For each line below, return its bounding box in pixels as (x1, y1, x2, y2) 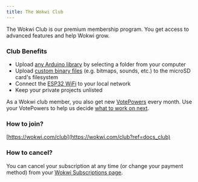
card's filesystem (15, 73, 59, 80)
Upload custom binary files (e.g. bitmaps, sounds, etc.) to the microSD (15, 67, 191, 74)
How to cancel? (6, 149, 53, 157)
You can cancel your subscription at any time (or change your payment (6, 162, 183, 169)
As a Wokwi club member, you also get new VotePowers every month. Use (6, 98, 193, 105)
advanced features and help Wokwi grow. (6, 31, 110, 39)
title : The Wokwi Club (6, 8, 64, 15)
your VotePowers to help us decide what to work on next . (6, 104, 150, 112)
